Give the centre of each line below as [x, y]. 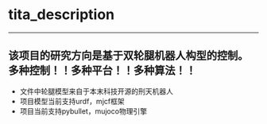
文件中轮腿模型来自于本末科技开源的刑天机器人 [96, 91]
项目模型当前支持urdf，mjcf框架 [72, 101]
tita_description [62, 15]
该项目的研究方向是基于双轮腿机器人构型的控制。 [128, 56]
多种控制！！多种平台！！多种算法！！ [102, 70]
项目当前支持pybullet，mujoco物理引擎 [83, 111]
